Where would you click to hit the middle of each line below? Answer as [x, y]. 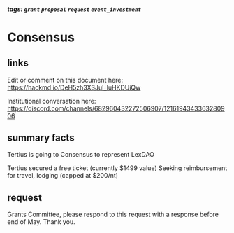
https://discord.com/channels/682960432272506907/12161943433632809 [116, 108]
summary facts [41, 137]
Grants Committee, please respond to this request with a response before [113, 214]
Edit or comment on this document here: [65, 80]
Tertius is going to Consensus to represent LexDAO [81, 155]
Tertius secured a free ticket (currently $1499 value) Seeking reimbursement [117, 168]
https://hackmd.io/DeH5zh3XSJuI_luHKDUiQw [74, 87]
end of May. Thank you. [41, 222]
